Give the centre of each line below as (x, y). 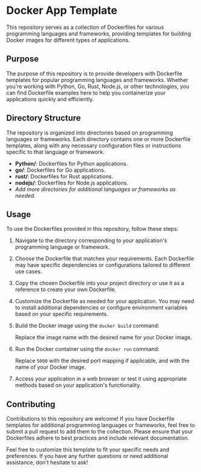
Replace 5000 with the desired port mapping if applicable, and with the (102, 361)
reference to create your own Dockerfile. (65, 289)
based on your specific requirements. (62, 314)
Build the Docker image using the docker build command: (87, 326)
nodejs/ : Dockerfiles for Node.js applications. (72, 183)
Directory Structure (44, 118)
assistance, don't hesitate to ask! (47, 462)
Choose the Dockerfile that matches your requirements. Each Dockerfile (104, 259)
